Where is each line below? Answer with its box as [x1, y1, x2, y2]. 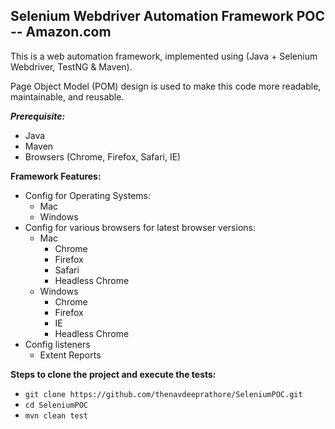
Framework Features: [10, 170, 102, 182]
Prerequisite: [10, 110, 66, 122]
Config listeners [24, 338, 91, 350]
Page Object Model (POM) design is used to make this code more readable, [10, 80, 322, 92]
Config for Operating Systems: [24, 189, 152, 201]
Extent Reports [39, 349, 102, 361]
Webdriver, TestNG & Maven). [10, 60, 133, 73]
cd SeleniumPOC [24, 400, 89, 410]
